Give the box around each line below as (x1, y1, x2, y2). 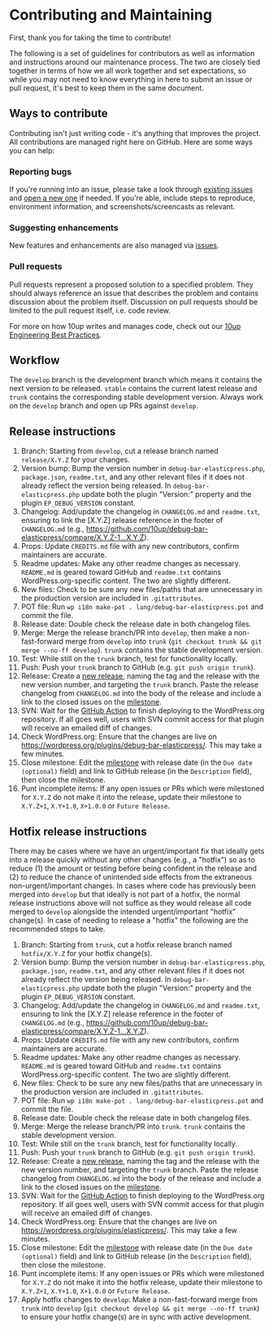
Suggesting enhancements (9, 222, 119, 233)
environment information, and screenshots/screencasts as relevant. (9, 202, 236, 212)
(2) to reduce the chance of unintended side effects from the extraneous (9, 872, 253, 882)
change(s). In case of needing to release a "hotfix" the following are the (9, 915, 249, 925)
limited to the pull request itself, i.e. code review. (9, 305, 171, 315)
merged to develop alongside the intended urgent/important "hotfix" (9, 906, 236, 917)
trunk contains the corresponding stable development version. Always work (9, 393, 263, 402)
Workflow (9, 353, 60, 367)
